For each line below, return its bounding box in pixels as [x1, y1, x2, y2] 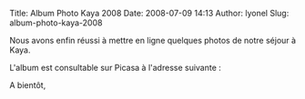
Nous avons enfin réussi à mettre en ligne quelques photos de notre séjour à [9, 35, 297, 45]
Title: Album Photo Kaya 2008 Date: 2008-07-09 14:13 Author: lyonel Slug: [9, 8, 290, 18]
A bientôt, [9, 80, 46, 90]
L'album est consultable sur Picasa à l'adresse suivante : [9, 63, 221, 73]
